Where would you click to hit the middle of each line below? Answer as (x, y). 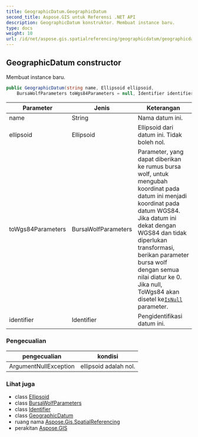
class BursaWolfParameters (48, 403)
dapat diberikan (159, 159)
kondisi (108, 356)
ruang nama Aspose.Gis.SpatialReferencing (67, 422)
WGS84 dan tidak (162, 232)
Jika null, (150, 284)
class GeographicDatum (44, 416)
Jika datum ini (157, 218)
